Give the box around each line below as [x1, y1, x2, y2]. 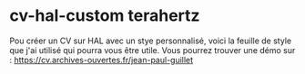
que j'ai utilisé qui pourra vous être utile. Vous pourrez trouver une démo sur [9, 44, 296, 55]
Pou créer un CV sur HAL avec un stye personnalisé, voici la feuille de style [9, 35, 292, 46]
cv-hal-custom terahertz [9, 5, 200, 26]
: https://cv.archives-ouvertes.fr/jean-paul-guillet [9, 54, 194, 65]
